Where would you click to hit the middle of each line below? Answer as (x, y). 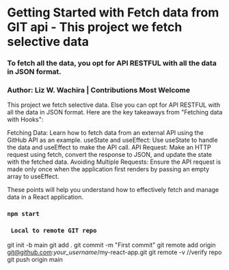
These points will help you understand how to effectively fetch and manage (113, 190)
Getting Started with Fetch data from (113, 13)
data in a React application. (45, 197)
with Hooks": (25, 120)
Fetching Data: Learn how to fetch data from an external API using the (105, 133)
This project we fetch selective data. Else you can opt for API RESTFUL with (114, 105)
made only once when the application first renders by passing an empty (108, 169)
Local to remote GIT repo (54, 231)
